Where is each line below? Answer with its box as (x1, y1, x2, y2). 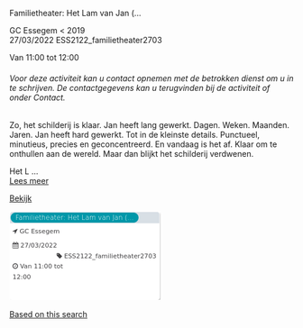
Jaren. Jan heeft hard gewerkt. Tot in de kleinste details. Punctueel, (9, 130, 260, 141)
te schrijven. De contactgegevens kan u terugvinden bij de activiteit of (9, 82, 271, 93)
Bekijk (9, 193, 32, 204)
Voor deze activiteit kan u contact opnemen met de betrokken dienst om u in (9, 72, 294, 84)
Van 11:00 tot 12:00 (9, 52, 79, 62)
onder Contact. (9, 92, 66, 103)
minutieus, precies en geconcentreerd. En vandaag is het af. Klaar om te (9, 139, 278, 150)
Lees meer (9, 176, 50, 187)
